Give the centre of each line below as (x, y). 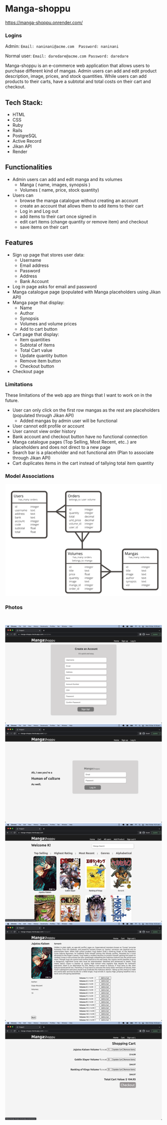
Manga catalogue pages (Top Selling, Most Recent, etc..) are (74, 442)
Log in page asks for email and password (54, 286)
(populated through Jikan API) (43, 415)
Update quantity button (43, 355)
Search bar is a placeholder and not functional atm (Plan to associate (83, 452)
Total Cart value (36, 350)
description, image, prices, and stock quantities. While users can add (76, 76)
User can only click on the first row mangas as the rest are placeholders (86, 410)
